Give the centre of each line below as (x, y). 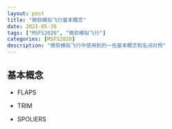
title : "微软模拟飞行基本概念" (47, 20)
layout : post (26, 13)
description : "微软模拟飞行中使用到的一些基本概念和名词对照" (87, 46)
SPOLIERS (32, 119)
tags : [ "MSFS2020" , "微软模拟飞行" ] (56, 33)
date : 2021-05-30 (32, 26)
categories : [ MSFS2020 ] (41, 39)
